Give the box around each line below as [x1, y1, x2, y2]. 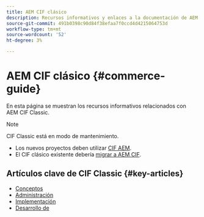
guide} [6, 82, 41, 96]
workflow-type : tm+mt [6, 26, 62, 32]
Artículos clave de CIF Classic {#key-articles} [6, 169, 184, 179]
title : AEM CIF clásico [6, 9, 67, 15]
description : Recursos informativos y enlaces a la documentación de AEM [6, 15, 199, 21]
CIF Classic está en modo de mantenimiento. [6, 132, 119, 139]
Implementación [15, 197, 56, 205]
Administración [15, 191, 54, 199]
